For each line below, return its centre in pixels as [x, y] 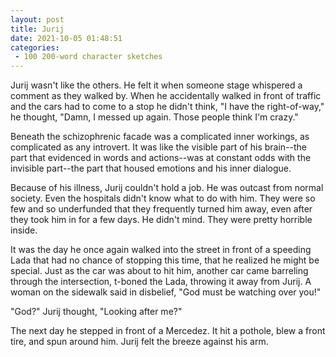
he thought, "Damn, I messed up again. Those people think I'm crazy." [154, 117]
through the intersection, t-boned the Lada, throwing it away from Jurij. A [161, 282]
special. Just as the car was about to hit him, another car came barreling [159, 271]
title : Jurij [37, 29]
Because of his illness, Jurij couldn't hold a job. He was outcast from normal [167, 188]
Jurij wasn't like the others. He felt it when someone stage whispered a [156, 85]
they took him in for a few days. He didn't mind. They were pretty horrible [161, 220]
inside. [24, 230]
